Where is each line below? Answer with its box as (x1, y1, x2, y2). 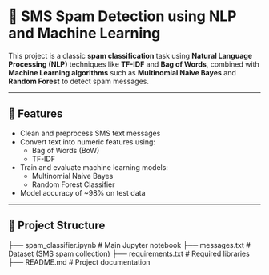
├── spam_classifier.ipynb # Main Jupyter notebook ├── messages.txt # (8, 240, 251, 249)
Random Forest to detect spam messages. (8, 76, 150, 86)
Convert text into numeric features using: (19, 136, 156, 147)
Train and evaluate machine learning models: (19, 162, 168, 172)
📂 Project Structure (8, 219, 106, 233)
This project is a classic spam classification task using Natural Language (8, 51, 253, 60)
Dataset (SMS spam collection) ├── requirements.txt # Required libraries (8, 249, 250, 258)
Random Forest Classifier (31, 180, 115, 189)
